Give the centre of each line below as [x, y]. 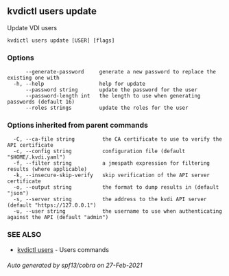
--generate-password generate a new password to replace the [120, 72]
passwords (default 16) [41, 102]
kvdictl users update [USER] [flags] [61, 41]
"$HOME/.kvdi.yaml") [37, 157]
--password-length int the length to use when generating [113, 96]
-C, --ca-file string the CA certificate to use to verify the [118, 139]
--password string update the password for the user [111, 90]
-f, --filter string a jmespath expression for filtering [112, 163]
